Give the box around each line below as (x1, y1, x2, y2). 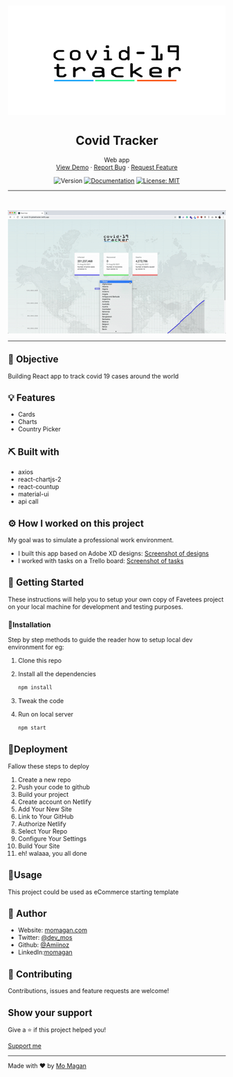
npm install (17, 684, 53, 691)
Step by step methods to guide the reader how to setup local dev (8, 636, 193, 644)
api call (17, 497, 39, 506)
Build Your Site (17, 841, 60, 850)
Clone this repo (17, 657, 62, 665)
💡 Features (8, 392, 56, 404)
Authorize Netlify (17, 820, 66, 828)
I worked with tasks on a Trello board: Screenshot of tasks (17, 557, 184, 565)
